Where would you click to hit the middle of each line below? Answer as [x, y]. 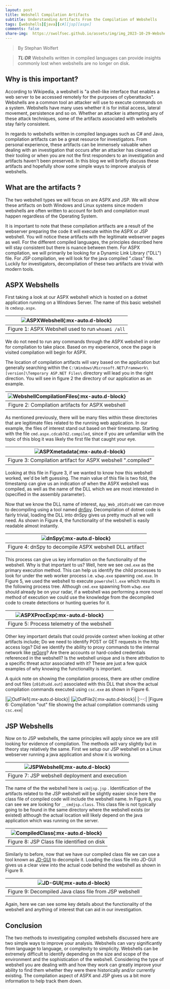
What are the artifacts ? [43, 188]
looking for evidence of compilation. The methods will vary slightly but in [81, 744]
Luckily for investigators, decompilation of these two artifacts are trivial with [84, 264]
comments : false [22, 29]
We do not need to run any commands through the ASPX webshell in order [83, 342]
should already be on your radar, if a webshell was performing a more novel [84, 592]
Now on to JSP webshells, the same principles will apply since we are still [82, 738]
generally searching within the [37, 368]
